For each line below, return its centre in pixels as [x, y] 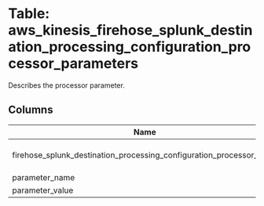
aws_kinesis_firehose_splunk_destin [130, 30]
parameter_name [44, 177]
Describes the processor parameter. [67, 85]
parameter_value [43, 190]
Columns [31, 110]
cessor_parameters [73, 64]
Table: [29, 14]
